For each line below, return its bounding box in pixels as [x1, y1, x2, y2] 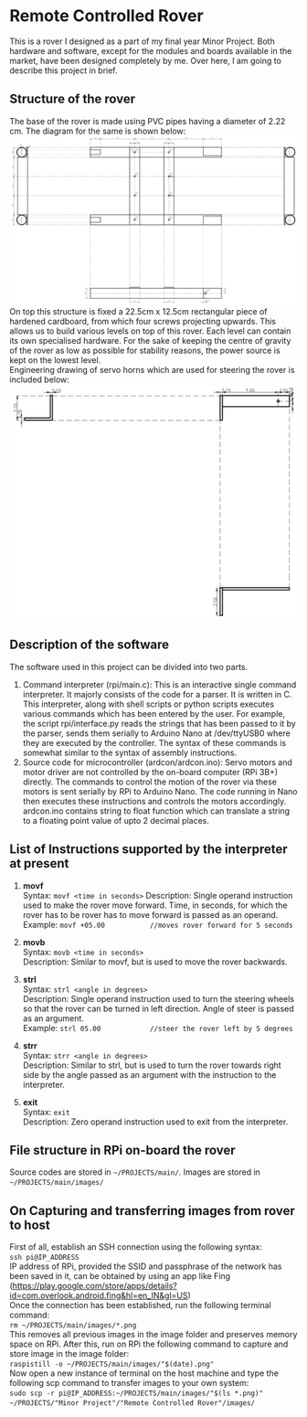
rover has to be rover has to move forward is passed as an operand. [22, 909, 279, 920]
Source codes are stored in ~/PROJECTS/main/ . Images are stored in [9, 1167, 260, 1177]
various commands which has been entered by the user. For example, [22, 708, 286, 719]
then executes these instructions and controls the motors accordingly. [22, 795, 287, 806]
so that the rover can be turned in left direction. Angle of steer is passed [22, 1003, 294, 1014]
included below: [9, 374, 70, 385]
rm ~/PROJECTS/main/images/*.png [9, 1321, 137, 1330]
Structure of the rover [9, 91, 136, 107]
